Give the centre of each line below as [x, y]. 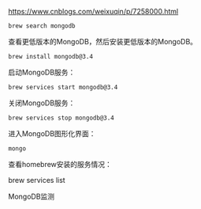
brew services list [37, 180]
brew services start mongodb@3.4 [63, 87]
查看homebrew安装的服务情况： [60, 164]
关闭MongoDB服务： [42, 103]
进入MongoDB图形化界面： [52, 133]
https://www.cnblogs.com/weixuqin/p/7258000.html [93, 11]
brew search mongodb [42, 26]
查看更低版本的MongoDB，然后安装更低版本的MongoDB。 [103, 42]
